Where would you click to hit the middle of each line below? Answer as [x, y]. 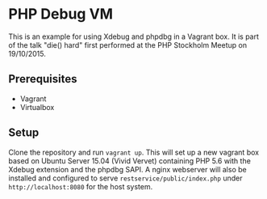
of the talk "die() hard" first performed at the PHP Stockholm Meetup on [128, 44]
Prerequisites [43, 79]
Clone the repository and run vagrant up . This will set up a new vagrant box [134, 152]
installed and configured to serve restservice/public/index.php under [125, 178]
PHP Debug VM [61, 14]
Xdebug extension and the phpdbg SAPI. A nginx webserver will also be [128, 169]
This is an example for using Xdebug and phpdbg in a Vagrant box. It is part [134, 36]
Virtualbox [37, 107]
